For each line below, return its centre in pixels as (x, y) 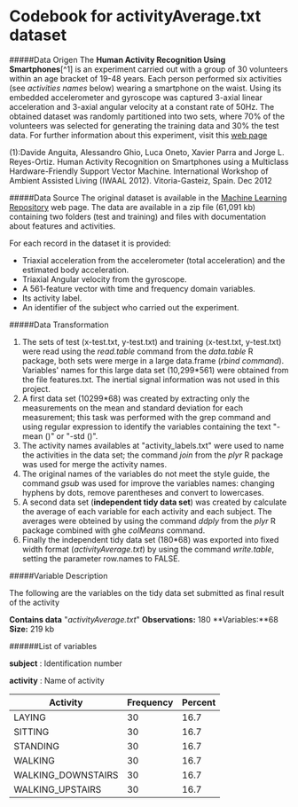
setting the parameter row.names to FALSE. (101, 558)
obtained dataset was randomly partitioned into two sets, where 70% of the (147, 116)
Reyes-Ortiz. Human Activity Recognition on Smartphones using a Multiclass (149, 161)
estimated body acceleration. (75, 270)
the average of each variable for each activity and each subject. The (147, 511)
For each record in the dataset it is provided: (90, 243)
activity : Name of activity (57, 680)
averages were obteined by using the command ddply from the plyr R (149, 521)
